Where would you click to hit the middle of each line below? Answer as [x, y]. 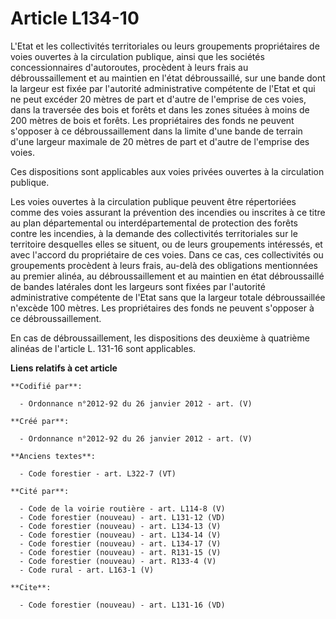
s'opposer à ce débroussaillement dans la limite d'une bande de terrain [156, 131]
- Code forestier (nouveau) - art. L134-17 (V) [120, 543]
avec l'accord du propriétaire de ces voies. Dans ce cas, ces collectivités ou [167, 254]
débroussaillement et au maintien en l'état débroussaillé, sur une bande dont [168, 78]
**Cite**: [31, 587]
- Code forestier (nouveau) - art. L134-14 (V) [120, 535]
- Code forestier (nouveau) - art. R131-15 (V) [120, 552]
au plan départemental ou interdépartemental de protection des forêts [154, 223]
